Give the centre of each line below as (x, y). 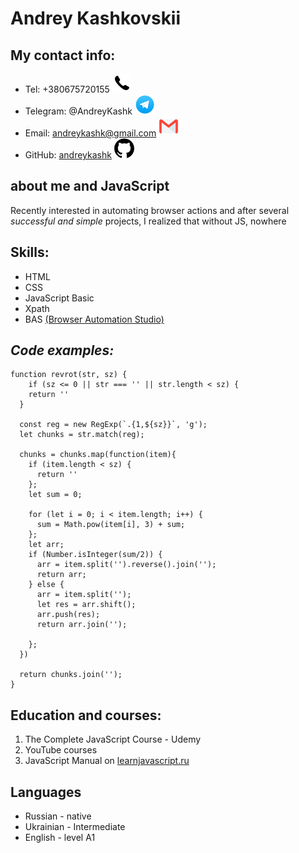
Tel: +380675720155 (67, 89)
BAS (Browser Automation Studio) (94, 319)
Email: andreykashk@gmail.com (90, 133)
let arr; (46, 545)
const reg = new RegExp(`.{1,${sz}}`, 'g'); (113, 425)
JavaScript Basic (59, 298)
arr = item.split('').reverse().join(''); (126, 565)
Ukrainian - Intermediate (75, 827)
